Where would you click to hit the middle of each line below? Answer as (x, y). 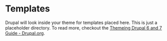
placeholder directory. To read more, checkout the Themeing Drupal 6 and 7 (84, 27)
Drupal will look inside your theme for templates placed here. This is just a (81, 22)
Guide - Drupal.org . (25, 33)
